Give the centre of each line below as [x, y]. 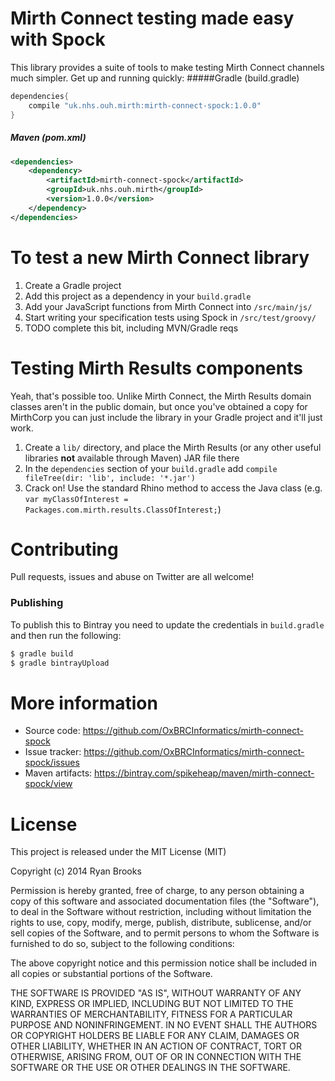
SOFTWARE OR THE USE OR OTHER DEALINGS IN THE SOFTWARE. [150, 1068]
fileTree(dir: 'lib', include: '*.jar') [110, 478]
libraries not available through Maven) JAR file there [132, 458]
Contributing [64, 549]
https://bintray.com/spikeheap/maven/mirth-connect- [204, 773]
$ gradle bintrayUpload [60, 663]
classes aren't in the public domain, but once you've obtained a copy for [159, 406]
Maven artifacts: [58, 773]
